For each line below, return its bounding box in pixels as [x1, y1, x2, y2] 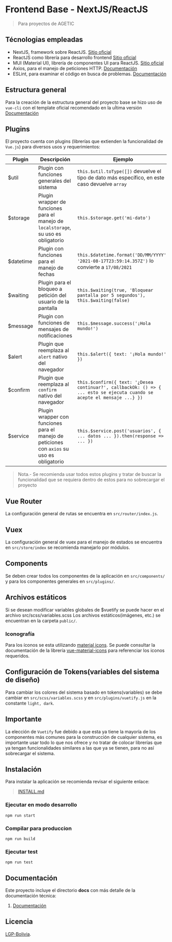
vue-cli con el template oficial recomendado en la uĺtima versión [5, 104, 142, 111]
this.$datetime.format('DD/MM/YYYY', [77, 252, 169, 258]
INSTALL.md [17, 788, 45, 795]
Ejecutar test [5, 848, 38, 855]
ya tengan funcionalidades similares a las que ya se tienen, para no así [5, 744, 155, 751]
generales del [38, 178, 71, 185]
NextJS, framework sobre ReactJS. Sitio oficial [12, 49, 112, 55]
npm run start [5, 813, 36, 818]
